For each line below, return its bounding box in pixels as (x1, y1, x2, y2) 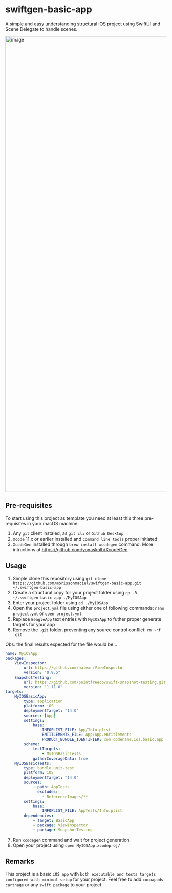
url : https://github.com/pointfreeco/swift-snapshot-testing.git (24, 680, 166, 685)
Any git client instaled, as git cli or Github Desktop (12, 530, 124, 537)
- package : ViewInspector (32, 823, 88, 828)
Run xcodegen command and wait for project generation (12, 837, 130, 843)
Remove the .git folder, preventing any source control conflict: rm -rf (12, 627, 161, 633)
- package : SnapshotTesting (32, 827, 93, 832)
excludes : (37, 789, 58, 795)
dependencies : (24, 813, 54, 819)
